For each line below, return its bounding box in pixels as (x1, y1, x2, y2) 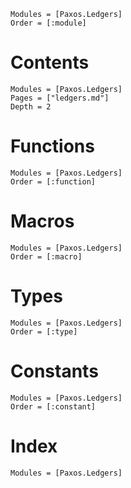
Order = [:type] (10, 326, 78, 337)
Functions (10, 135, 95, 158)
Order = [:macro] (10, 251, 83, 262)
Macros (10, 210, 75, 233)
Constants (10, 360, 99, 382)
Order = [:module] (10, 18, 87, 28)
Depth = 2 (10, 101, 52, 112)
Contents (10, 51, 90, 74)
